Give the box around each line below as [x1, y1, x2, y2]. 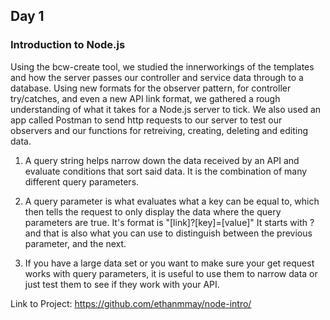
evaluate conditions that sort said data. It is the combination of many [24, 165, 308, 177]
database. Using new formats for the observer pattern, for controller [10, 82, 292, 94]
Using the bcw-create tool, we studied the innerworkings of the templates [10, 60, 315, 73]
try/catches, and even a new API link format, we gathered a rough [10, 92, 281, 104]
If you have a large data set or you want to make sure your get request [24, 257, 315, 269]
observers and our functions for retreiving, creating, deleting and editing [10, 124, 309, 136]
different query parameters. [24, 175, 140, 188]
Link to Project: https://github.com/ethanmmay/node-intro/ [10, 297, 252, 309]
